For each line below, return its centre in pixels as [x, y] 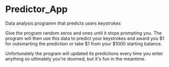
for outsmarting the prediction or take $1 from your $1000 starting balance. [84, 43]
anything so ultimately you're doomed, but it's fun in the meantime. [76, 58]
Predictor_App [36, 9]
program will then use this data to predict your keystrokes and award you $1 [85, 38]
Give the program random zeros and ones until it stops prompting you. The [83, 33]
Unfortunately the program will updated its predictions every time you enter [84, 53]
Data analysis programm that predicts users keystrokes [63, 23]
